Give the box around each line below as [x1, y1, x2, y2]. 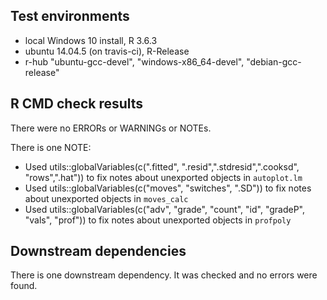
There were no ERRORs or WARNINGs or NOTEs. [10, 122, 212, 134]
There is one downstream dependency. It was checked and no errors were [10, 269, 318, 281]
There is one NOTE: [10, 141, 92, 153]
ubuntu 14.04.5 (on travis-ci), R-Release [24, 45, 190, 57]
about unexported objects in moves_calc [24, 192, 189, 204]
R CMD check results [10, 95, 144, 113]
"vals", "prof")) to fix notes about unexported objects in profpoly [24, 214, 292, 226]
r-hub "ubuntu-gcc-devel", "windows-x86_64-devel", [24, 55, 245, 68]
